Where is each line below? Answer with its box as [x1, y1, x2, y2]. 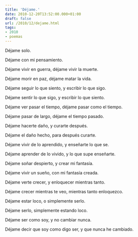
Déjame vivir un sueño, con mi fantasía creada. [5, 169, 99, 175]
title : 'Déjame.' [5, 7, 40, 12]
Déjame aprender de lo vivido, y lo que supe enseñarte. [5, 151, 116, 157]
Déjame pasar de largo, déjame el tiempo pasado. [5, 113, 104, 119]
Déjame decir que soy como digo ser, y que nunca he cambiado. [5, 226, 134, 232]
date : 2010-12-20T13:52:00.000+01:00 [5, 12, 81, 17]
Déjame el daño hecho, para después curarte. [5, 132, 97, 138]
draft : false [5, 16, 31, 21]
